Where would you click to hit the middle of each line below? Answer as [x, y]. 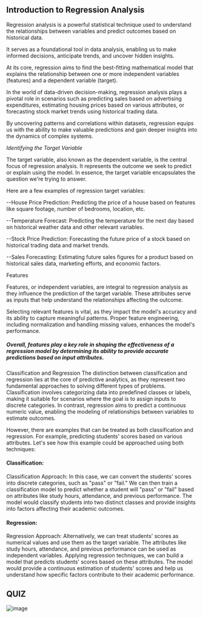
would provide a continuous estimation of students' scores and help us [95, 568]
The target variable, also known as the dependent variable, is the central [97, 160]
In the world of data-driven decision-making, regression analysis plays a [97, 92]
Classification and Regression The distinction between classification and [97, 373]
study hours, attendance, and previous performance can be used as [91, 549]
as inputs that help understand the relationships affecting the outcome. [95, 300]
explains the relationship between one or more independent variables [93, 74]
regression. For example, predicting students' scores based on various [95, 436]
